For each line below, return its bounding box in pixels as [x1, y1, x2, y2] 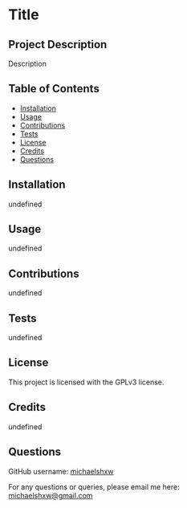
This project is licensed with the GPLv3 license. [8, 377, 165, 387]
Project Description [8, 38, 108, 51]
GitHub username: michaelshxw [8, 466, 114, 476]
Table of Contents [8, 82, 100, 96]
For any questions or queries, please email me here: [8, 482, 181, 491]
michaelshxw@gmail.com [8, 490, 93, 500]
